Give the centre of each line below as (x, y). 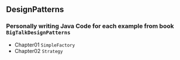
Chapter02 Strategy (39, 51)
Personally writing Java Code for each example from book (90, 26)
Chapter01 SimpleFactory (45, 45)
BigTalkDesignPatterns (38, 33)
